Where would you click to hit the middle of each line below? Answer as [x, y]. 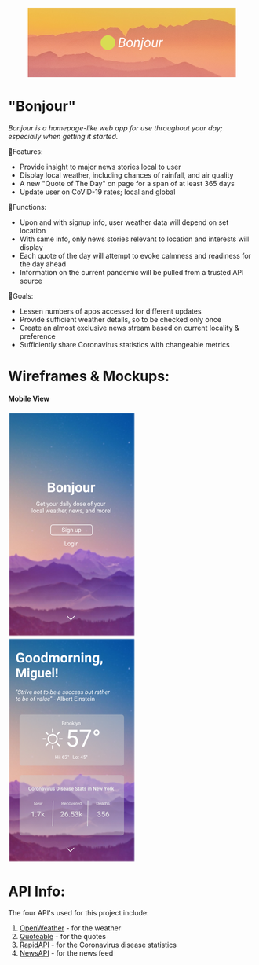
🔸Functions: [27, 207]
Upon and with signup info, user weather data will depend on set [124, 222]
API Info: [36, 891]
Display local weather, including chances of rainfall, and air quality [126, 175]
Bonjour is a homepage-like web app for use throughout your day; [115, 128]
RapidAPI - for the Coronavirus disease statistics [98, 945]
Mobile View [29, 398]
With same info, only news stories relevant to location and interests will [134, 239]
